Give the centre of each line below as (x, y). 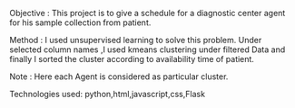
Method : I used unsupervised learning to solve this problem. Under (136, 40)
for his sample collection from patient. (80, 22)
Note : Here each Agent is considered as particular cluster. (119, 76)
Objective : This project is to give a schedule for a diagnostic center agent (147, 13)
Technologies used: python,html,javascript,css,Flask (108, 94)
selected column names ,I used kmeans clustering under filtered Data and (147, 49)
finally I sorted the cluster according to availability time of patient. (132, 59)
